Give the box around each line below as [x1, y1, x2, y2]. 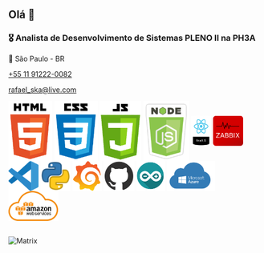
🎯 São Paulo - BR [8, 54, 65, 63]
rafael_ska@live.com [8, 85, 77, 94]
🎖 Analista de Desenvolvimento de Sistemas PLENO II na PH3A [8, 33, 256, 44]
